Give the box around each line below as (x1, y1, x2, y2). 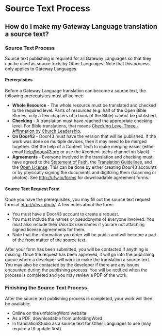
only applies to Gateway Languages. (5, 66, 78, 71)
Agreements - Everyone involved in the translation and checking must (12, 154, 153, 160)
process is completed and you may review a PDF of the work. (5, 272, 128, 278)
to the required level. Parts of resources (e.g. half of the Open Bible (12, 107, 146, 113)
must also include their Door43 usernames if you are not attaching (12, 222, 145, 228)
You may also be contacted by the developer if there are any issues (5, 262, 140, 268)
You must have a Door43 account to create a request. (12, 211, 120, 217)
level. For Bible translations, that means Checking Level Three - (12, 123, 139, 129)
